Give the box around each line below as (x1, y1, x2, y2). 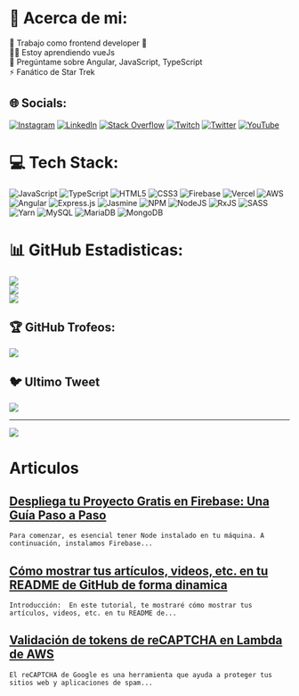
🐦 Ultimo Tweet (9, 374, 101, 389)
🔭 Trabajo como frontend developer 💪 (9, 37, 148, 48)
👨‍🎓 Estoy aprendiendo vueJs (9, 46, 116, 57)
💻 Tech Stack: (9, 152, 119, 172)
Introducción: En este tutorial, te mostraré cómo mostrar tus (9, 601, 253, 610)
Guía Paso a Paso (9, 508, 107, 523)
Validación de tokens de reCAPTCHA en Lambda (9, 633, 283, 648)
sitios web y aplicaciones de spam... (9, 678, 153, 687)
